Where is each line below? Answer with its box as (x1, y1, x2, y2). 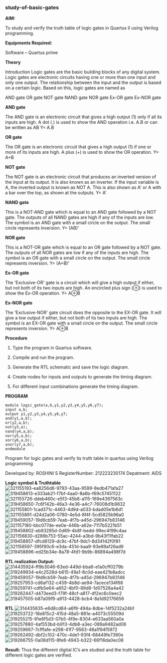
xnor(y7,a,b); (5, 442, 35, 447)
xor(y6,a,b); (5, 438, 32, 443)
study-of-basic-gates (5, 4, 59, 11)
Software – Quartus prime (5, 49, 58, 56)
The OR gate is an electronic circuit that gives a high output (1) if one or (5, 144, 152, 150)
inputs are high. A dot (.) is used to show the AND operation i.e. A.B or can (5, 119, 158, 125)
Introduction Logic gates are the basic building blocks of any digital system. (5, 69, 161, 75)
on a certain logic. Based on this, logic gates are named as (5, 85, 126, 91)
